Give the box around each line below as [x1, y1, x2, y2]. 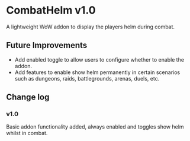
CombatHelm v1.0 [6, 4, 96, 17]
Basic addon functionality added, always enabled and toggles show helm [6, 123, 185, 130]
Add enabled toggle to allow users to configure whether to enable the [14, 56, 185, 63]
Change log [6, 92, 50, 102]
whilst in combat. [6, 130, 48, 137]
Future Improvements [6, 40, 88, 50]
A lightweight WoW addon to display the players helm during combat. [6, 23, 175, 30]
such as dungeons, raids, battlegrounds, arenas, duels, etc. [14, 75, 160, 82]
